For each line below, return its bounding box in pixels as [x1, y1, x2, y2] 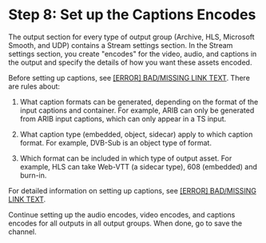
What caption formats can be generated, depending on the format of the [19, 97, 259, 106]
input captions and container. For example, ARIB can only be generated [19, 106, 255, 115]
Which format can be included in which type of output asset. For [19, 153, 232, 163]
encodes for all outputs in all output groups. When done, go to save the [8, 218, 243, 228]
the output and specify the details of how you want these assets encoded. [8, 58, 252, 67]
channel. [8, 226, 38, 237]
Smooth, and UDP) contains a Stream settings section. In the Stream [8, 40, 233, 50]
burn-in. [19, 170, 47, 180]
